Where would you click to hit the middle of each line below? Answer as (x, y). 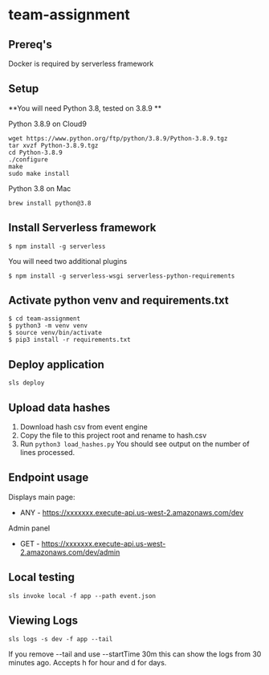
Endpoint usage (49, 478)
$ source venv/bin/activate (55, 333)
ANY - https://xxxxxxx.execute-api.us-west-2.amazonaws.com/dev (132, 512)
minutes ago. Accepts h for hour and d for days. (88, 662)
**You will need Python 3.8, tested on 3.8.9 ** (85, 108)
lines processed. (47, 453)
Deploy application (56, 364)
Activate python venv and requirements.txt (118, 301)
